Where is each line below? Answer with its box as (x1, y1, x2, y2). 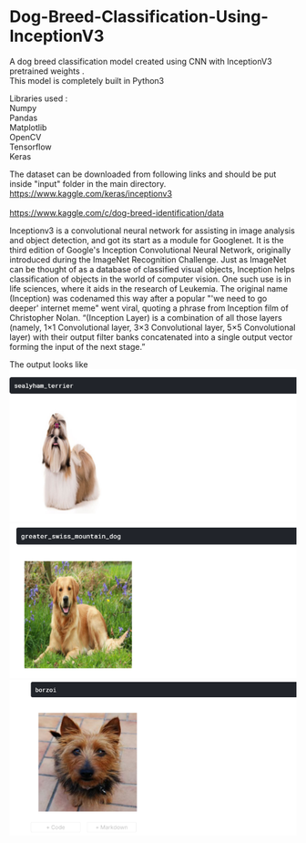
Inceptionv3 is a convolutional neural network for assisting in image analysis (9, 225, 296, 236)
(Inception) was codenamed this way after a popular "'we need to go (9, 293, 268, 303)
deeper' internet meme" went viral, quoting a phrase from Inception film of (9, 303, 289, 314)
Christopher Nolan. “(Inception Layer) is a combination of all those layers (9, 312, 282, 323)
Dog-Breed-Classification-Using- (9, 6, 269, 27)
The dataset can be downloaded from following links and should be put (9, 169, 277, 180)
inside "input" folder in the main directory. (9, 178, 167, 189)
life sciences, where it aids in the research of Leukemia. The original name (9, 283, 289, 293)
